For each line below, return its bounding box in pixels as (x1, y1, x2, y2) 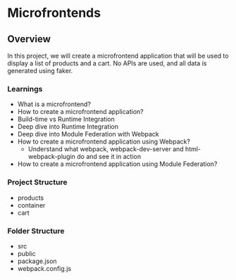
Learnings (7, 84, 43, 94)
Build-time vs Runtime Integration (17, 115, 115, 124)
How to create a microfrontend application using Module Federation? (17, 160, 218, 168)
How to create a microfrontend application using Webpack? (17, 137, 190, 146)
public (17, 249, 36, 257)
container (17, 201, 46, 209)
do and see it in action (77, 153, 142, 161)
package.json (17, 257, 58, 265)
